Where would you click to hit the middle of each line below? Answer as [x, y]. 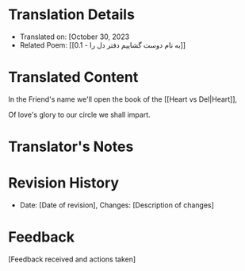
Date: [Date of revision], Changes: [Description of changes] [117, 205]
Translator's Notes [71, 147]
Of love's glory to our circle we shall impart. [79, 114]
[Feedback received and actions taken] [72, 259]
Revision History [64, 183]
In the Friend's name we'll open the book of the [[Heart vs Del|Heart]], [123, 99]
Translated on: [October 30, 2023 [75, 37]
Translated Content [73, 77]
